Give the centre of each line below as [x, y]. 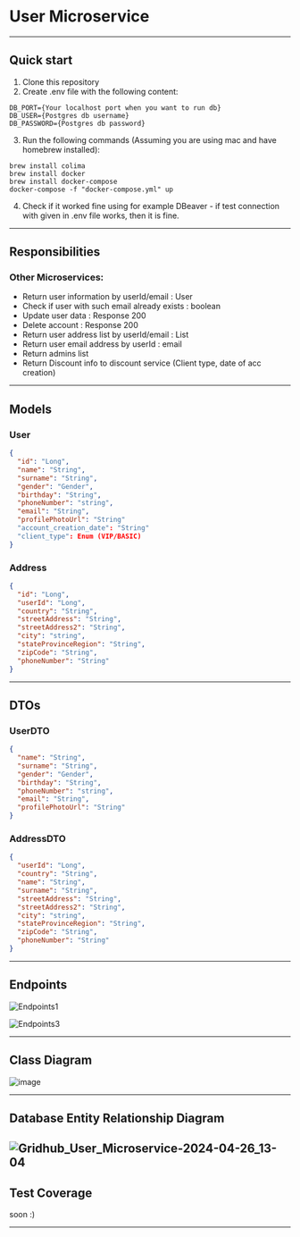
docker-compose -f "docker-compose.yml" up [92, 189]
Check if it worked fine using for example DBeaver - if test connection [150, 206]
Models [30, 409]
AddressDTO [38, 839]
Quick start [41, 60]
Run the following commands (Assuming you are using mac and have [149, 139]
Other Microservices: [57, 277]
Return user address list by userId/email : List [105, 335]
